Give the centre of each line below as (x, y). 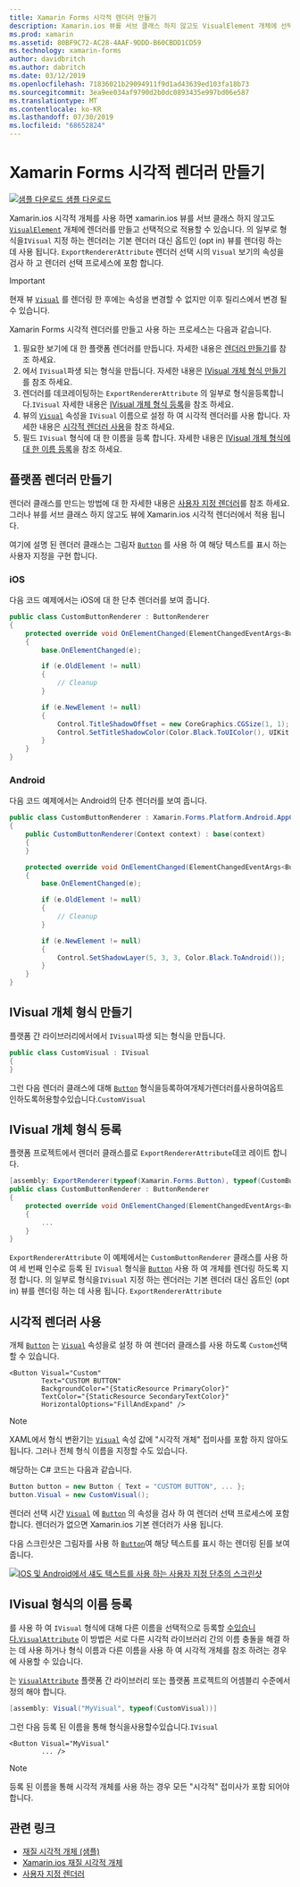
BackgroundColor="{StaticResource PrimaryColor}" (135, 1389)
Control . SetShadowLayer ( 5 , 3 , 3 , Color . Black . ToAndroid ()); (171, 958)
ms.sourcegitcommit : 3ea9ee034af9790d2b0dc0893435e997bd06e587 (129, 92)
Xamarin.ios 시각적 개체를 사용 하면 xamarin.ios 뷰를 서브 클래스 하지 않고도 (142, 218)
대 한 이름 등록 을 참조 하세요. (72, 449)
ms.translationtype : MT (54, 101)
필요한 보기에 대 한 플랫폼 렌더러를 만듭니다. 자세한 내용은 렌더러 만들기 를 (150, 348)
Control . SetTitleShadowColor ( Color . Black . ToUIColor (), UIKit (173, 732)
